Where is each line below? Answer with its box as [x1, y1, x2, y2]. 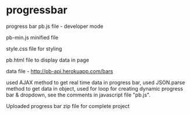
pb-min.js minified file [6, 34, 58, 41]
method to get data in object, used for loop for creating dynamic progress [6, 85, 183, 92]
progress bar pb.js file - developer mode [6, 23, 103, 30]
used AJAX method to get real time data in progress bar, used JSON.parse [6, 79, 185, 86]
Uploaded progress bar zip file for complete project [6, 102, 130, 109]
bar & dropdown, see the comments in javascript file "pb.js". [6, 91, 151, 98]
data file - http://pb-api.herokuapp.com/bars [6, 67, 113, 74]
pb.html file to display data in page [6, 56, 89, 63]
